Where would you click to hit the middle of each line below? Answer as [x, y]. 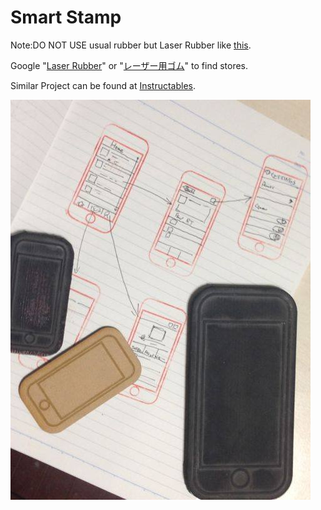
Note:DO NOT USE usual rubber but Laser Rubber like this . [131, 45]
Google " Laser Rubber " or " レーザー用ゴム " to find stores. [129, 65]
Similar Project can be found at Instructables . [103, 85]
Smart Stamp [66, 17]
